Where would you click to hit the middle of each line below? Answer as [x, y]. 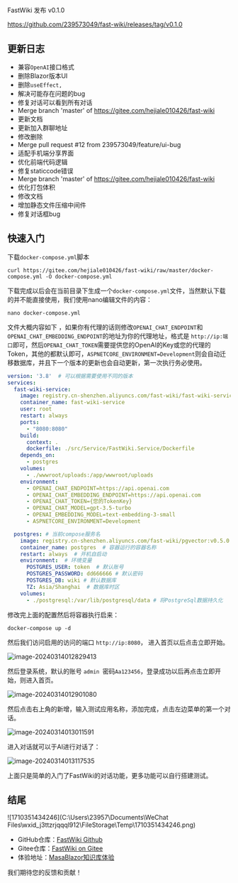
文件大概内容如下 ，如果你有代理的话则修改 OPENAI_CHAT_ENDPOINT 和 [105, 327]
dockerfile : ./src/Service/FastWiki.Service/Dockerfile [110, 449]
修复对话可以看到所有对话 [55, 102]
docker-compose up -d [39, 628]
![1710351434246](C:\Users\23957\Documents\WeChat [88, 818]
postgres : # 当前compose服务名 [57, 534]
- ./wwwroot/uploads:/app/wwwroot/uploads [90, 475]
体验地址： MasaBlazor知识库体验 [66, 857]
